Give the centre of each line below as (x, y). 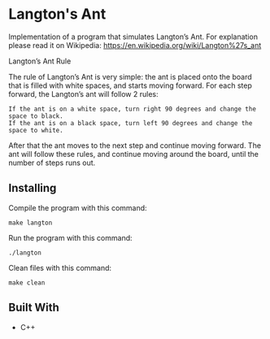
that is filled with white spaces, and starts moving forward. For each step (130, 85)
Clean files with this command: (60, 267)
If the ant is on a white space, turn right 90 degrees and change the (132, 109)
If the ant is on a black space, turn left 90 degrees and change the (131, 123)
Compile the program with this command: (78, 207)
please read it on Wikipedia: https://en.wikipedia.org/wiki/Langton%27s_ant (135, 45)
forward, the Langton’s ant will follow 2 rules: (83, 93)
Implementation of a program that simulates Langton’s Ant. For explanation (133, 37)
